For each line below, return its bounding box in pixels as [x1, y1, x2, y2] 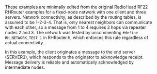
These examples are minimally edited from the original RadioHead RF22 [5, 4, 148, 10]
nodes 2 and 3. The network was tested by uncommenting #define [5, 30, 138, 35]
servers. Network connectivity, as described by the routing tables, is [5, 14, 141, 20]
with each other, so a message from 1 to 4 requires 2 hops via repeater [5, 25, 146, 30]
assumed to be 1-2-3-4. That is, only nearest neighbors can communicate [5, 19, 153, 25]
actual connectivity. [5, 40, 45, 45]
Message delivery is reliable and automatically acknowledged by [5, 60, 134, 65]
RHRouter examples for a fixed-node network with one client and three [5, 9, 146, 15]
